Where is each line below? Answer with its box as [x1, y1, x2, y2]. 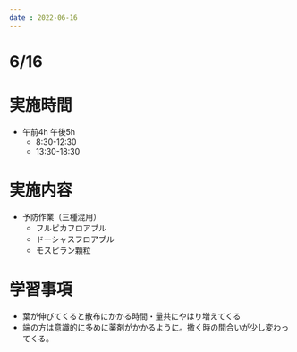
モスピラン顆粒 [35, 245, 91, 256]
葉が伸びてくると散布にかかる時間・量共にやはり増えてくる [21, 310, 242, 322]
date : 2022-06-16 [9, 13, 78, 22]
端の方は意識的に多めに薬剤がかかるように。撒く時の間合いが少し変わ [21, 322, 282, 332]
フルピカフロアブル [35, 222, 107, 233]
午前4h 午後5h [21, 126, 76, 137]
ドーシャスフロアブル [35, 233, 115, 244]
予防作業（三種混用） [21, 211, 101, 222]
